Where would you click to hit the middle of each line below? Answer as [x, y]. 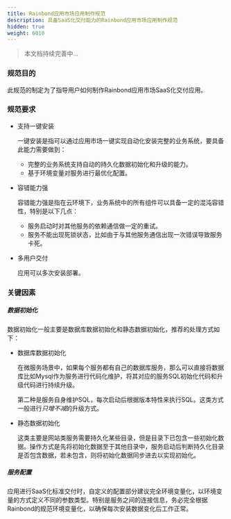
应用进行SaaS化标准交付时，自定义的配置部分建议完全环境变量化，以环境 [112, 491]
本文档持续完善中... [51, 53]
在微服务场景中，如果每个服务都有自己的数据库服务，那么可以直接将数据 [120, 367]
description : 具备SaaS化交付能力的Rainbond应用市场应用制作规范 [93, 20]
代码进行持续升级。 [51, 385]
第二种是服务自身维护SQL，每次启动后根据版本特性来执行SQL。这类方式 [120, 399]
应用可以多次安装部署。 [51, 272]
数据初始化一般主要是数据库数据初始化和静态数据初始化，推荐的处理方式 [110, 329]
